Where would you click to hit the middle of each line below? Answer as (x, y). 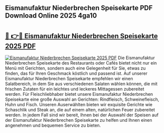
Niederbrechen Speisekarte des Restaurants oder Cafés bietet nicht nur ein (81, 63)
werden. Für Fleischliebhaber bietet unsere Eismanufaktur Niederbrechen (79, 94)
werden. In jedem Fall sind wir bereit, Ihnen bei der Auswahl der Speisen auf (82, 115)
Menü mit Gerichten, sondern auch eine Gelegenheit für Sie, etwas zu (75, 68)
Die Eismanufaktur (136, 58)
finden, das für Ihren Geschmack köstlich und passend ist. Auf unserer (76, 73)
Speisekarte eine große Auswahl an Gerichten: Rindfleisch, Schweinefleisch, (82, 99)
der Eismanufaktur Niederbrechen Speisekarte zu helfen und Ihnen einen (79, 120)
